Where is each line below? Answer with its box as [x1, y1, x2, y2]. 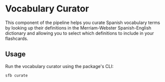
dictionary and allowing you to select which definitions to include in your [5, 30, 154, 36]
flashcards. [5, 35, 28, 41]
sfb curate [5, 73, 28, 78]
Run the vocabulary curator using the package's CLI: [5, 63, 114, 69]
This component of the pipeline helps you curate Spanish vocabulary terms [5, 19, 160, 25]
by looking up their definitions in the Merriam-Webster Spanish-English [5, 24, 151, 30]
